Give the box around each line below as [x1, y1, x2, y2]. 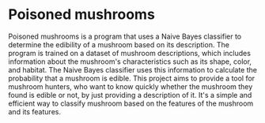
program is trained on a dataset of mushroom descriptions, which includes [8, 48, 252, 58]
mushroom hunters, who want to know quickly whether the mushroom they [8, 81, 253, 91]
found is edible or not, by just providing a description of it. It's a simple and [8, 90, 252, 99]
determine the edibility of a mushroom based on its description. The [8, 39, 229, 49]
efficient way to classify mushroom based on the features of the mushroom [8, 99, 254, 108]
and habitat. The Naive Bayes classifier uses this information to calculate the [8, 65, 257, 74]
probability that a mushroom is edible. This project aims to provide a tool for [8, 73, 256, 83]
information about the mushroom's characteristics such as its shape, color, [8, 57, 252, 66]
